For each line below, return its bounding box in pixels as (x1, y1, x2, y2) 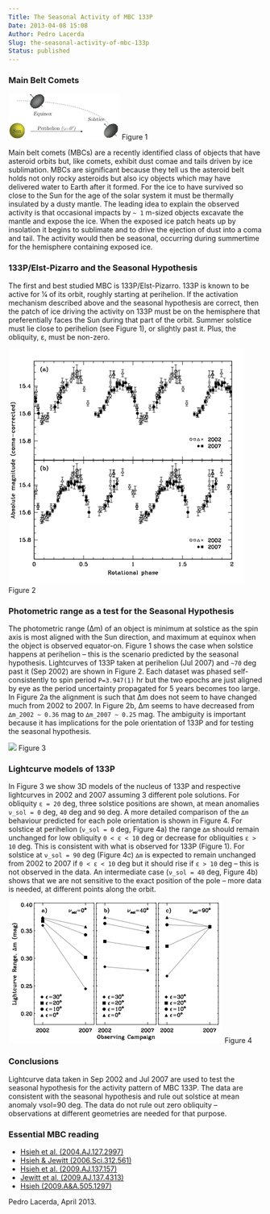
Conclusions (8, 1056, 59, 1067)
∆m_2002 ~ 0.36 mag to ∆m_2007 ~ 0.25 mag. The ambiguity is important (8, 710, 247, 720)
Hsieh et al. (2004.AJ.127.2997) (19, 1146, 124, 1157)
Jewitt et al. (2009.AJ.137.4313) (19, 1172, 124, 1182)
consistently (8, 675, 49, 685)
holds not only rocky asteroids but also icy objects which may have (8, 173, 231, 183)
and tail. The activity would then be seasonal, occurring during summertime (8, 234, 260, 244)
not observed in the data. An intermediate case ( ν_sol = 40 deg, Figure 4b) (8, 867, 258, 877)
